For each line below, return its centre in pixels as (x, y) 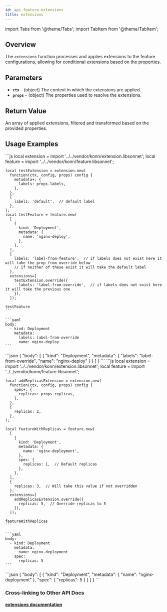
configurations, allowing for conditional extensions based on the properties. (83, 62)
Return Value (26, 111)
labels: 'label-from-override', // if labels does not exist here (90, 285)
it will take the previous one (38, 289)
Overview (21, 44)
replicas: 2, (28, 411)
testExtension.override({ (41, 280)
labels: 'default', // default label (54, 201)
